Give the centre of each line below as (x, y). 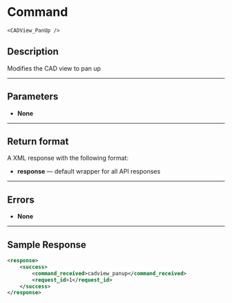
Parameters (33, 97)
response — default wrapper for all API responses (89, 172)
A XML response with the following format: (68, 158)
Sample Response (47, 245)
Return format (38, 141)
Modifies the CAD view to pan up (54, 68)
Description (33, 52)
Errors (21, 200)
